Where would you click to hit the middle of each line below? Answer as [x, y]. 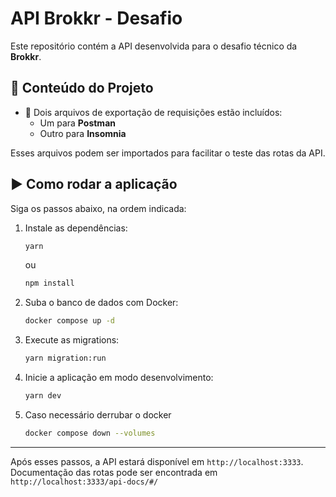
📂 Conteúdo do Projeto [82, 88]
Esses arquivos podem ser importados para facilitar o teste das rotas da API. [168, 153]
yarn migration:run [65, 358]
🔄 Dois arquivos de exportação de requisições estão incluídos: [153, 112]
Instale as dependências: [76, 228]
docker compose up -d [69, 321]
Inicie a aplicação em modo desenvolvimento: [119, 378]
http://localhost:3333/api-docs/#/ [84, 482]
